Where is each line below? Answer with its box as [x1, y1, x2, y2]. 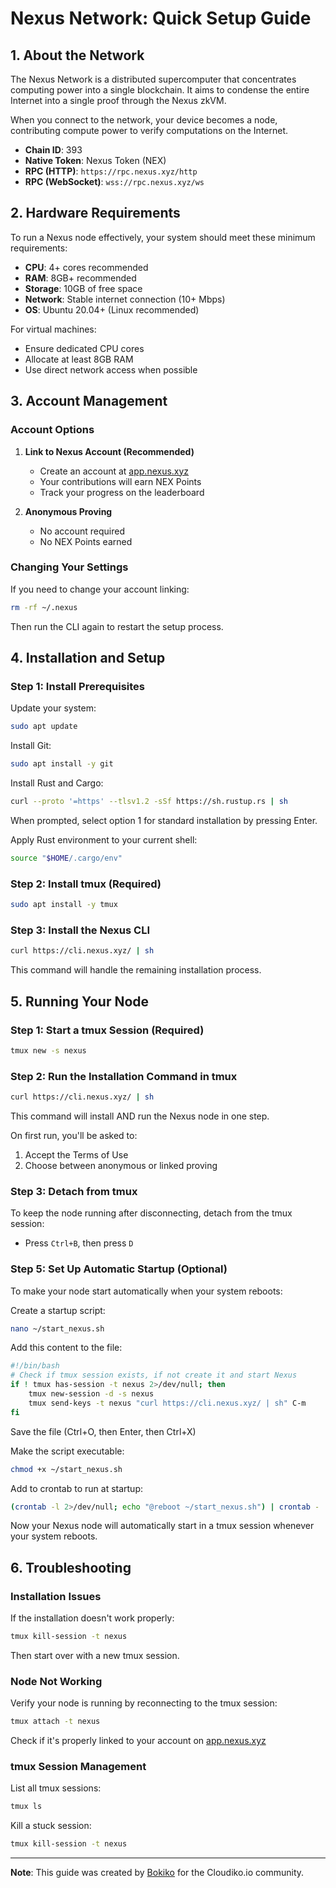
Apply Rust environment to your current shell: [10, 833, 198, 846]
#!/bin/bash [10, 1361, 60, 1371]
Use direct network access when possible [24, 363, 198, 376]
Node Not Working [10, 1674, 103, 1688]
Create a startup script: [10, 1304, 106, 1316]
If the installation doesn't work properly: [10, 1612, 175, 1624]
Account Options [10, 423, 95, 437]
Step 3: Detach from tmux [10, 1184, 138, 1198]
